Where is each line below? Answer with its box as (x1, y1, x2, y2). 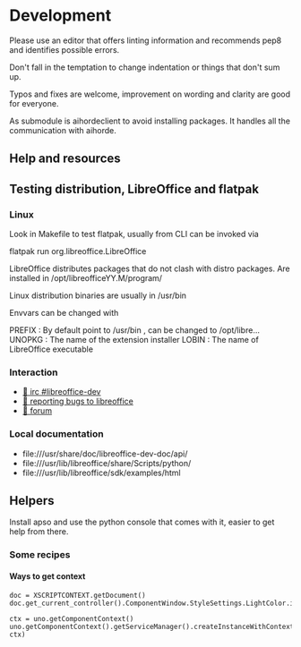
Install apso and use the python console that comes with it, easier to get (9, 516, 275, 528)
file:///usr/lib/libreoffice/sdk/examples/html (21, 467, 181, 478)
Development (9, 5, 112, 26)
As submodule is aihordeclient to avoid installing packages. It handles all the (9, 115, 291, 126)
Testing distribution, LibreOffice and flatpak (9, 181, 260, 197)
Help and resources (9, 151, 121, 166)
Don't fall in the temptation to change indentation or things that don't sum (9, 62, 280, 72)
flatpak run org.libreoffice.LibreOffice (9, 246, 147, 257)
